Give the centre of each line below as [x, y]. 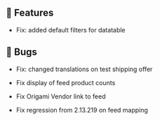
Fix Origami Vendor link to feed [61, 96]
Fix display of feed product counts [66, 82]
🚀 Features [30, 13]
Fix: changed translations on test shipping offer [84, 69]
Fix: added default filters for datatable [71, 30]
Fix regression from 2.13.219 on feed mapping [82, 110]
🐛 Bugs [21, 52]
